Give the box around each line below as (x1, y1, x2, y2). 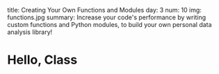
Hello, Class (7, 52, 78, 68)
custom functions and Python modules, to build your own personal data (7, 21, 212, 28)
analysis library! (7, 28, 53, 36)
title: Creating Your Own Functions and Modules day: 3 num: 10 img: (7, 6, 202, 14)
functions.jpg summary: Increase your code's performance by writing (7, 13, 206, 21)
